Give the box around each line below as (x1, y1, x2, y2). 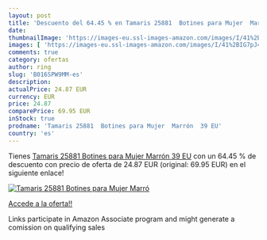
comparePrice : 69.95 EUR (8, 108, 91, 116)
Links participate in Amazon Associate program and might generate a (8, 214, 235, 223)
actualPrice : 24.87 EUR (8, 85, 87, 93)
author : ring (8, 63, 52, 71)
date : (8, 26, 26, 34)
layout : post (8, 11, 52, 20)
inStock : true (8, 115, 56, 123)
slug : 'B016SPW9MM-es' (8, 70, 83, 78)
